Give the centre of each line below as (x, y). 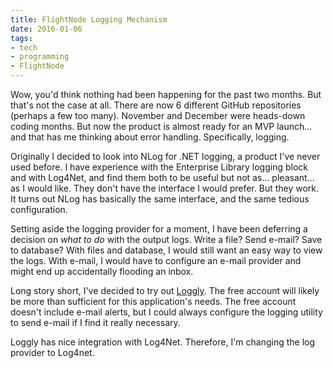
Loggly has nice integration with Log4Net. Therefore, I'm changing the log (163, 342)
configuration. (39, 209)
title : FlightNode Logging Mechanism (89, 19)
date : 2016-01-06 (46, 29)
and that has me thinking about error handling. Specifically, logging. (150, 137)
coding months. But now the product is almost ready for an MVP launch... (161, 126)
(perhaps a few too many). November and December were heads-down (158, 115)
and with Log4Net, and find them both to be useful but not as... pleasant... (162, 177)
